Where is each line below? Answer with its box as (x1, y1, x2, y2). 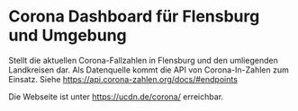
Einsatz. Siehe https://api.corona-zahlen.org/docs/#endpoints (8, 73, 238, 84)
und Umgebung (8, 25, 127, 46)
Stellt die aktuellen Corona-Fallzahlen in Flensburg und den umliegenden (8, 55, 278, 65)
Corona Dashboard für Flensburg (8, 6, 260, 27)
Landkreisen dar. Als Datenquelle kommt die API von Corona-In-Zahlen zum (8, 64, 290, 75)
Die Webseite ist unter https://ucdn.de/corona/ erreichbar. (8, 91, 224, 102)
